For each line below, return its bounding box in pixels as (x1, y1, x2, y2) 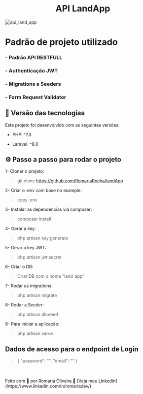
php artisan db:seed (17, 311, 58, 318)
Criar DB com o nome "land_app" (17, 273, 85, 279)
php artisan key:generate (17, 235, 69, 241)
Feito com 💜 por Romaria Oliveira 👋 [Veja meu (5, 378, 98, 384)
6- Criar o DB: (5, 264, 34, 270)
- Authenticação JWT (5, 67, 58, 74)
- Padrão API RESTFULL (5, 54, 63, 61)
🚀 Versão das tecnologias (5, 109, 85, 117)
